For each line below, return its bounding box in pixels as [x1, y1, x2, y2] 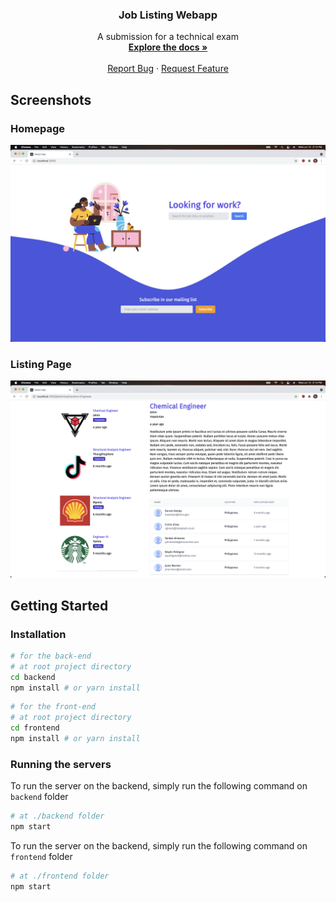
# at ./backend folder [10, 811, 105, 822]
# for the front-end [10, 702, 97, 712]
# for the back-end [10, 651, 92, 661]
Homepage [10, 121, 65, 135]
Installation [10, 627, 67, 641]
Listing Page [10, 357, 72, 371]
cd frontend [10, 723, 60, 733]
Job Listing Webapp [118, 8, 218, 22]
